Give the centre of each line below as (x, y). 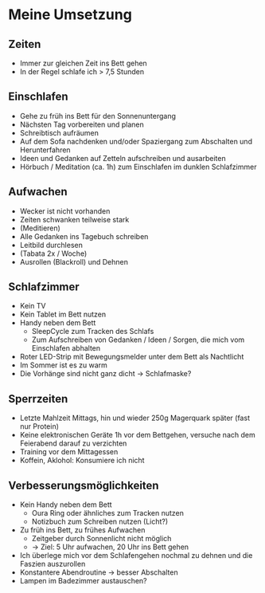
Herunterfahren (45, 150)
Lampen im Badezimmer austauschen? (83, 581)
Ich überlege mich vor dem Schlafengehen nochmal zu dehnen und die (136, 556)
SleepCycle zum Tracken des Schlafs (93, 332)
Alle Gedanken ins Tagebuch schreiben (84, 236)
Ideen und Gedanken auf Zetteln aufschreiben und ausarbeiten (123, 158)
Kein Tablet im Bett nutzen (63, 314)
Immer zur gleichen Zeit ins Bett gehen (83, 63)
